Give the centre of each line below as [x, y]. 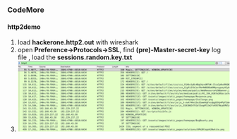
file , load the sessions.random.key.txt [75, 57]
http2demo [24, 27]
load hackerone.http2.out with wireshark [78, 42]
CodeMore [26, 10]
